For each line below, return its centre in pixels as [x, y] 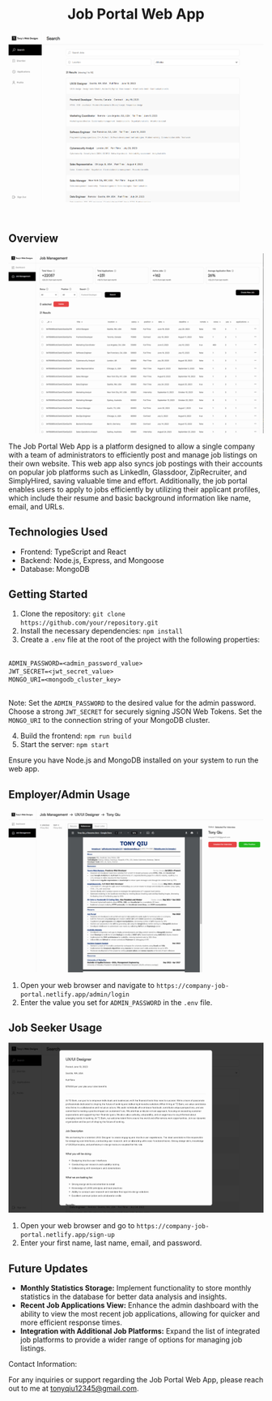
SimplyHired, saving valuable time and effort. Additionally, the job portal [128, 480]
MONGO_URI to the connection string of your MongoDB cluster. [109, 720]
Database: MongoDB [55, 569]
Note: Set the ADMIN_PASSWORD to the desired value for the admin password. [132, 703]
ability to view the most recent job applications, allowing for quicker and [140, 1314]
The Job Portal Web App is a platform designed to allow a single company [132, 446]
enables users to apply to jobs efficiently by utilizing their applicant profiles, [134, 489]
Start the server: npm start [64, 745]
